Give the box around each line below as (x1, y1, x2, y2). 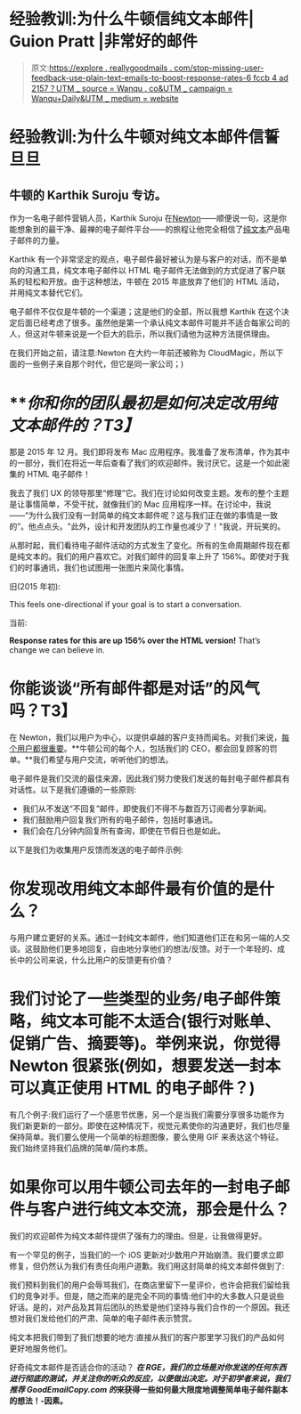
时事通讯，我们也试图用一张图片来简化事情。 (24, 562, 189, 573)
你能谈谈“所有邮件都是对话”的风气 (9, 679, 261, 699)
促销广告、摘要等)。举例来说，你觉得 (9, 1033, 281, 1053)
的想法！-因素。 (9, 1395, 69, 1406)
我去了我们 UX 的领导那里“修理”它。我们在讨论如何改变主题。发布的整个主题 (9, 487, 289, 498)
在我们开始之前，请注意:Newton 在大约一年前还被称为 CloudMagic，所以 (9, 347, 276, 358)
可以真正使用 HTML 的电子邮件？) (9, 1077, 256, 1098)
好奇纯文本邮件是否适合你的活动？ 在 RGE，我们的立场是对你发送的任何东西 (9, 1361, 287, 1372)
